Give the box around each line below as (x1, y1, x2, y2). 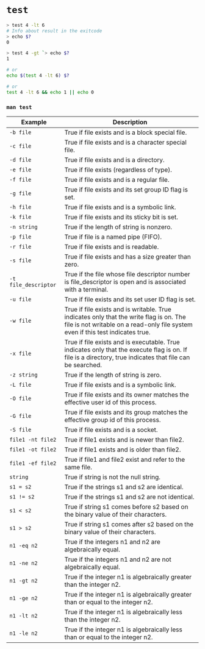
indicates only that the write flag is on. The (64, 312, 186, 321)
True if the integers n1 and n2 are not (64, 555, 172, 564)
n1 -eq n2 (9, 542, 38, 549)
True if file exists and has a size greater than (64, 252, 191, 260)
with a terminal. (64, 285, 109, 293)
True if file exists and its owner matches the (64, 390, 189, 399)
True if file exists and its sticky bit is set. (64, 212, 179, 221)
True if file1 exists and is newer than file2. (64, 435, 184, 443)
